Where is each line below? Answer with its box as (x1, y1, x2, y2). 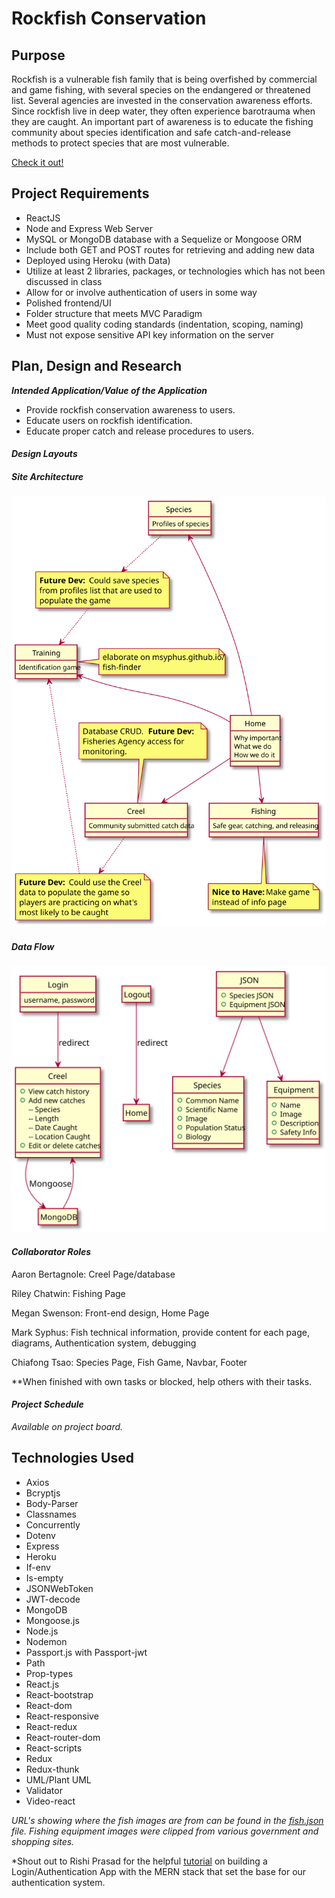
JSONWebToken (25, 1582, 94, 1594)
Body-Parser (25, 1497, 79, 1509)
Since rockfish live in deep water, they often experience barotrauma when (11, 105, 316, 117)
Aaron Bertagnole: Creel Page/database (11, 1268, 176, 1280)
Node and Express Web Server (25, 222, 154, 234)
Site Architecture (11, 470, 84, 482)
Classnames (25, 1508, 78, 1520)
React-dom (25, 1699, 73, 1711)
